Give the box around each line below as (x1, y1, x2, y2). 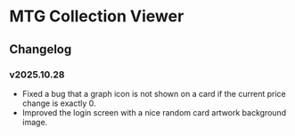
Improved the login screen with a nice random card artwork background (21, 107, 287, 117)
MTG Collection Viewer (9, 6, 184, 27)
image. (21, 116, 48, 127)
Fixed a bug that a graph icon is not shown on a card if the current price (21, 88, 287, 99)
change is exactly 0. (21, 98, 96, 108)
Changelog (9, 42, 72, 57)
